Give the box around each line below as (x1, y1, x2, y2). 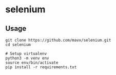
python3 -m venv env (5, 55, 50, 61)
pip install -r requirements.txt (5, 65, 77, 70)
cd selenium (5, 42, 31, 47)
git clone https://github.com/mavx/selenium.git (5, 38, 111, 43)
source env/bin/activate (5, 60, 59, 65)
